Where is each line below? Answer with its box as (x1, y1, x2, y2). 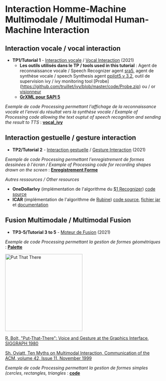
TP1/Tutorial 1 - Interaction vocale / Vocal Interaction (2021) (12, 57, 134, 63)
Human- (114, 14, 149, 25)
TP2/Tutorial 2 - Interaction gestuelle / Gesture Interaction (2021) (12, 147, 146, 153)
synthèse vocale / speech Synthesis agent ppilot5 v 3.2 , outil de (19, 73, 150, 79)
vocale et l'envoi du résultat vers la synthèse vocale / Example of (5, 109, 138, 115)
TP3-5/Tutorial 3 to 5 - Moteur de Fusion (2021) (12, 229, 111, 235)
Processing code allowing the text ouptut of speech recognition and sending (5, 114, 161, 120)
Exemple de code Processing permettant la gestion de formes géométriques (5, 239, 161, 245)
